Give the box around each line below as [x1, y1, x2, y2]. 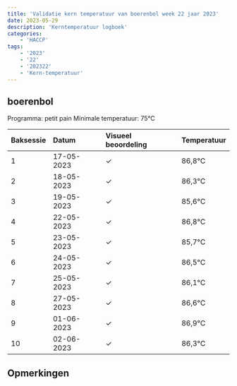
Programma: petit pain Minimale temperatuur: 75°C [7, 114, 155, 123]
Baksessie [11, 135, 47, 145]
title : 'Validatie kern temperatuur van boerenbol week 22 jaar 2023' [7, 10, 219, 18]
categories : [7, 30, 42, 37]
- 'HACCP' [20, 37, 49, 44]
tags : [7, 43, 23, 50]
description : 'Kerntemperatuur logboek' [7, 23, 128, 30]
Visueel [105, 131, 132, 141]
